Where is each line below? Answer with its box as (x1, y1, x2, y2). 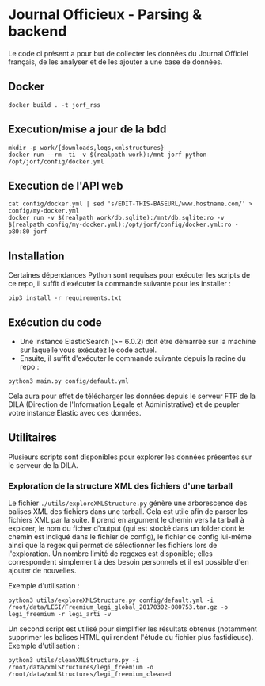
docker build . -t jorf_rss (8, 101, 101, 109)
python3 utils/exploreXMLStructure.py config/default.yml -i (8, 596, 214, 604)
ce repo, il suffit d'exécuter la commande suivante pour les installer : (8, 279, 231, 289)
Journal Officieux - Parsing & (8, 6, 203, 24)
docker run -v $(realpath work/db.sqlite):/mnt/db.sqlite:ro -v (8, 214, 225, 222)
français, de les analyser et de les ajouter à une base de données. (8, 57, 223, 67)
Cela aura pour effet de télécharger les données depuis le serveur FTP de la (8, 391, 256, 400)
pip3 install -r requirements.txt (8, 294, 123, 302)
